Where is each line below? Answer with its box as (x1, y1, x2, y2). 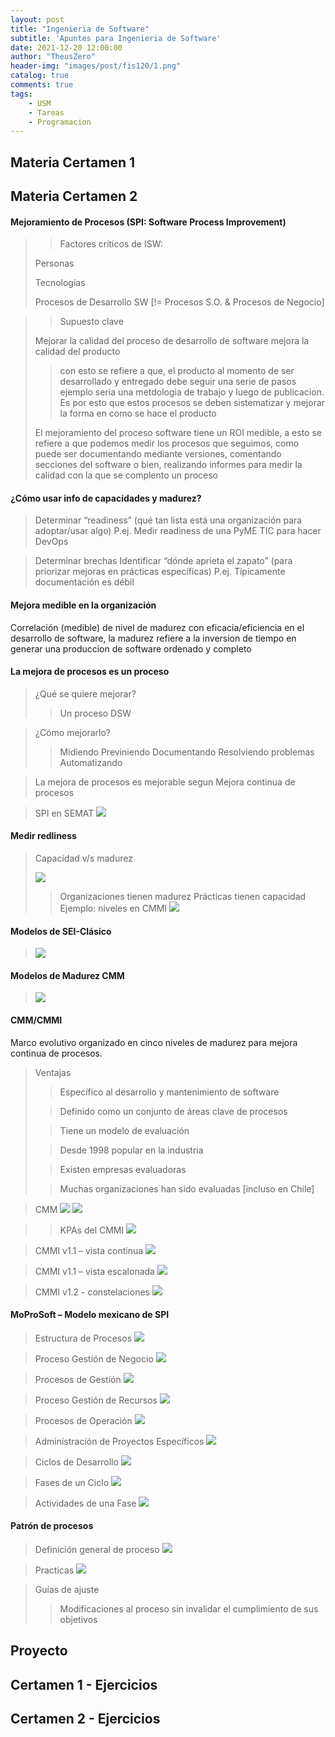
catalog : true (10, 71, 70, 81)
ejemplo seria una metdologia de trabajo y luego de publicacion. (59, 386, 325, 398)
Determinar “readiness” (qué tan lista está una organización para (34, 514, 303, 526)
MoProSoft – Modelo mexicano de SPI (10, 1309, 170, 1321)
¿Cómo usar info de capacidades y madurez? (10, 492, 202, 504)
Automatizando (59, 756, 123, 768)
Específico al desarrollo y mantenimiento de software (59, 1086, 280, 1098)
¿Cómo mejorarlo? (34, 726, 111, 738)
